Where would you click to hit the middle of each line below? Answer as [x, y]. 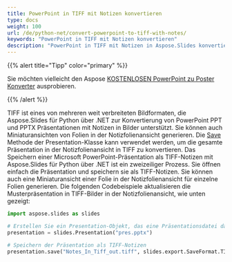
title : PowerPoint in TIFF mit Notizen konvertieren [85, 13]
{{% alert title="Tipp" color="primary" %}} [67, 65]
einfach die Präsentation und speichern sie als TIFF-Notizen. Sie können [110, 171]
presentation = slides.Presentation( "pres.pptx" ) [80, 232]
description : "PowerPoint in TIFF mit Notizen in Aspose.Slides [101, 46]
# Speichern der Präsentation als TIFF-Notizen [77, 245]
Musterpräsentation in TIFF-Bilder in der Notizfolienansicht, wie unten [106, 194]
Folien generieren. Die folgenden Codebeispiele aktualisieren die [99, 186]
